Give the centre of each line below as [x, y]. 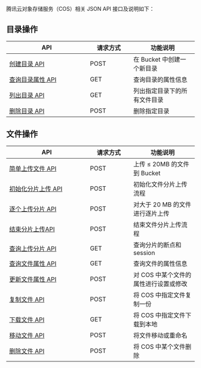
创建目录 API [27, 63]
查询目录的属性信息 [161, 80]
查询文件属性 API [33, 263]
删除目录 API [27, 111]
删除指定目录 [152, 111]
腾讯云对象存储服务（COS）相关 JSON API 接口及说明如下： [80, 9]
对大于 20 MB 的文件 [162, 204]
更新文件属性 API [33, 279]
